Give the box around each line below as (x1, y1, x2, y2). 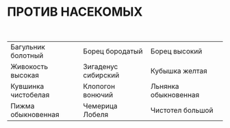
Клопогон (83, 81, 115, 91)
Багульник (10, 42, 46, 51)
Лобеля (83, 110, 109, 119)
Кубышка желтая (150, 66, 207, 75)
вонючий (83, 90, 114, 99)
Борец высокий (150, 46, 203, 55)
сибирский (83, 70, 120, 79)
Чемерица (83, 101, 118, 110)
